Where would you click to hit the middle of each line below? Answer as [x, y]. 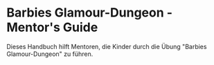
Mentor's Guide [52, 27]
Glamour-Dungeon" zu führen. [50, 54]
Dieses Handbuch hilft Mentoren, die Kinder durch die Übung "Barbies [107, 46]
